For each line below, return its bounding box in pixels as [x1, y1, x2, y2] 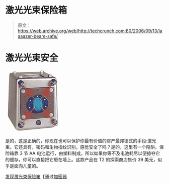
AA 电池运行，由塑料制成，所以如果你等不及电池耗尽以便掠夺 [29, 150, 156, 156]
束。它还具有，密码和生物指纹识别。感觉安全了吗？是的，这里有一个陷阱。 [5, 144, 159, 150]
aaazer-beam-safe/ [17, 33, 58, 39]
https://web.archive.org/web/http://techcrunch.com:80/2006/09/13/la [17, 28, 162, 34]
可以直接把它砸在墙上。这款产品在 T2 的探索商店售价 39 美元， [27, 156, 158, 162]
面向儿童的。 [14, 162, 41, 168]
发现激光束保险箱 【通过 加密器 [5, 173, 67, 179]
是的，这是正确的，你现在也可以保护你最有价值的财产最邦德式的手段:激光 [5, 137, 157, 143]
